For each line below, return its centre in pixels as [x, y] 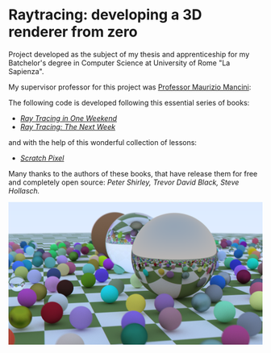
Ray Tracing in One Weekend [68, 118]
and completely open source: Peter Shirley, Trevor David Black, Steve [124, 182]
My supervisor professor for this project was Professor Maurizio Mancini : [130, 87]
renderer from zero [73, 32]
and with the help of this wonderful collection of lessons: [103, 142]
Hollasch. [24, 190]
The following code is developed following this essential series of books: [129, 102]
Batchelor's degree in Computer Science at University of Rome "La [119, 63]
